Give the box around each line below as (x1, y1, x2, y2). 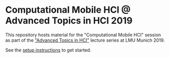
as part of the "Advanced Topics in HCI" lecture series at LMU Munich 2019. (5, 37, 165, 43)
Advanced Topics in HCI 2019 (5, 15, 133, 26)
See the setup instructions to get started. (5, 47, 91, 53)
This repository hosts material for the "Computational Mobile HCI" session (5, 32, 161, 38)
